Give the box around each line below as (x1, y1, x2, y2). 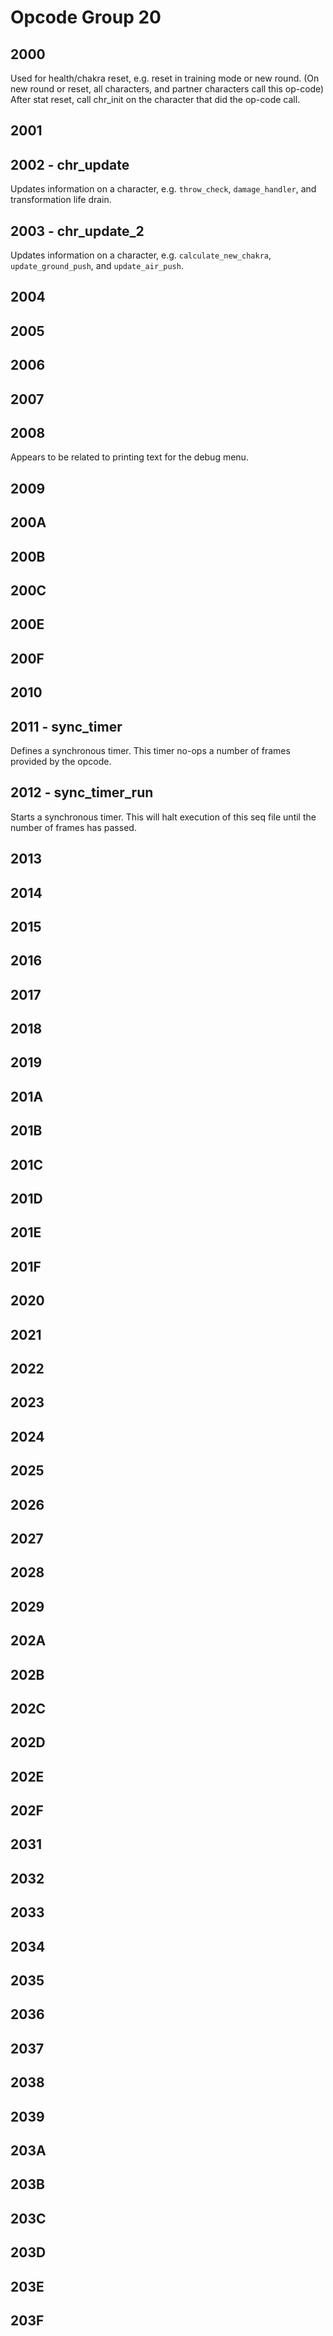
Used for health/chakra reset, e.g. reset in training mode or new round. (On (10, 72, 320, 84)
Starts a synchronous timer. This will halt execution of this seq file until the (10, 811, 317, 823)
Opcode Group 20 (10, 6, 162, 29)
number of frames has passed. (10, 821, 137, 833)
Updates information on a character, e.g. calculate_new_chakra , (10, 249, 272, 261)
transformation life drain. (10, 194, 112, 206)
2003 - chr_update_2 (10, 222, 145, 240)
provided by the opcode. (10, 755, 112, 767)
